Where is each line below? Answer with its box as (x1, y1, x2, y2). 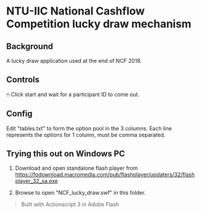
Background (6, 41, 53, 51)
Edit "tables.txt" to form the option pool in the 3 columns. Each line (6, 125, 172, 132)
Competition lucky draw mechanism (6, 17, 192, 31)
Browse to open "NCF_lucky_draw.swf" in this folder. (14, 189, 146, 196)
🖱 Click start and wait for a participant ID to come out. (6, 91, 140, 98)
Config (6, 109, 33, 119)
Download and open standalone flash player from (14, 164, 138, 172)
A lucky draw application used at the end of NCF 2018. (6, 57, 142, 64)
